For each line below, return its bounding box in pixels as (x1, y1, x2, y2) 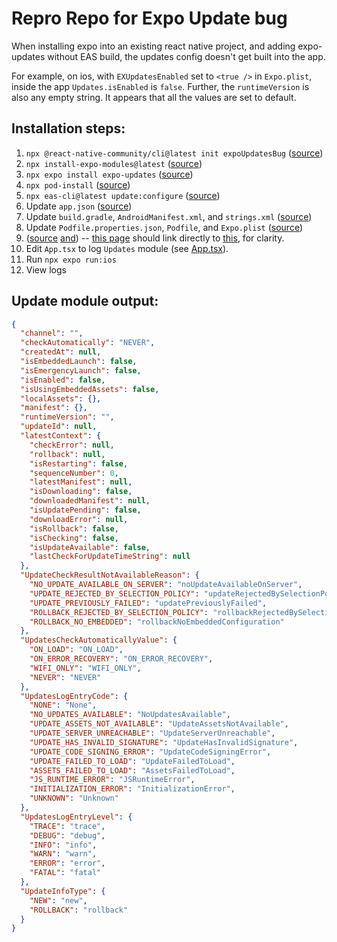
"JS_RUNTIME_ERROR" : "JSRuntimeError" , (29, 775, 196, 785)
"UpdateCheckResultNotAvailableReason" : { (20, 570, 200, 581)
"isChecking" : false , (29, 533, 119, 543)
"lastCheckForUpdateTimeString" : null (29, 552, 191, 562)
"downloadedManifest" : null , (29, 496, 151, 506)
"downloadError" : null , (29, 514, 129, 524)
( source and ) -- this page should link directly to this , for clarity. (25, 232, 285, 244)
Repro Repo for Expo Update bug (11, 7, 288, 30)
